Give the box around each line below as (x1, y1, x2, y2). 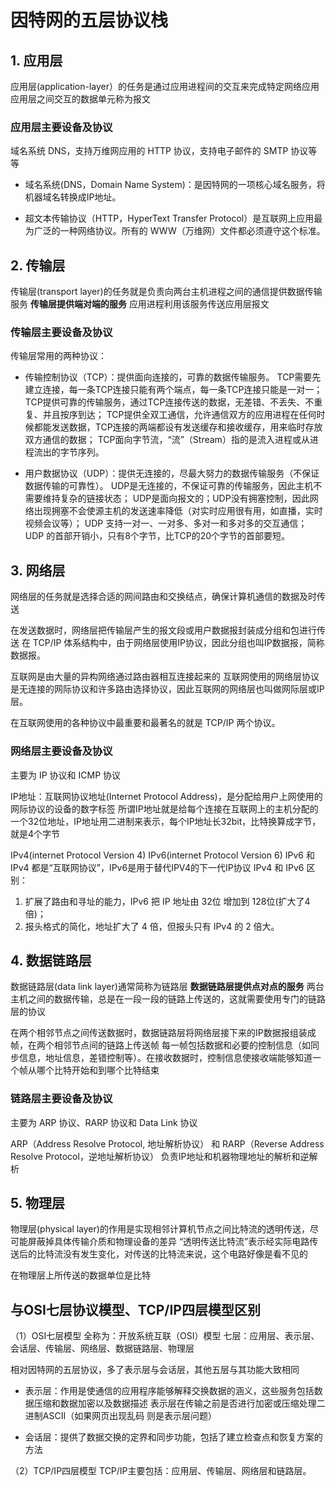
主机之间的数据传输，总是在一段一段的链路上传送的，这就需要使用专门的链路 (10, 993, 326, 1005)
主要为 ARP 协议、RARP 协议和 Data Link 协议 (10, 1116, 198, 1128)
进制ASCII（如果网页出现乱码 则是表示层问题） (24, 1410, 218, 1422)
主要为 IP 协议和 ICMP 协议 (10, 769, 122, 781)
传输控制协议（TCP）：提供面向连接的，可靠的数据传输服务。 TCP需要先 (24, 371, 322, 383)
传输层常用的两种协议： (10, 350, 107, 362)
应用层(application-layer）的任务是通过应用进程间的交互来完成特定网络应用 (10, 81, 320, 92)
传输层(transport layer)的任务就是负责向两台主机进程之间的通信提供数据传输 (10, 286, 323, 298)
